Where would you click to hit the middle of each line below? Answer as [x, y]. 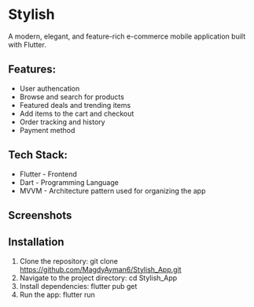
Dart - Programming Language [69, 182]
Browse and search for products [72, 97]
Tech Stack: [38, 155]
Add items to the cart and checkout [77, 113]
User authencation [50, 88]
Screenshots [40, 215]
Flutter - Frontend [48, 174]
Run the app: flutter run [57, 294]
